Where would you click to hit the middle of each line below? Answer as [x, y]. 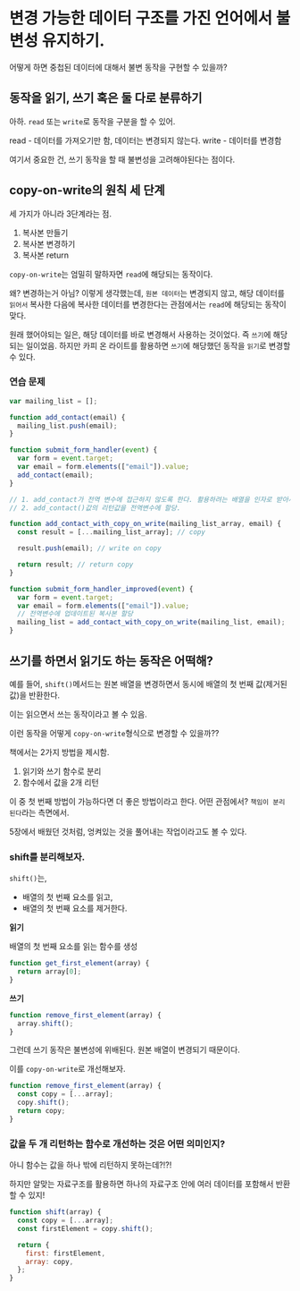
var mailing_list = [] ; [54, 401]
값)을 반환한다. [35, 695]
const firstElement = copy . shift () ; [85, 1228]
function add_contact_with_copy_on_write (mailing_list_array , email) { [145, 524]
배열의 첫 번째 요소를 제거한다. [75, 908]
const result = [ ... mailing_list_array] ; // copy [111, 532]
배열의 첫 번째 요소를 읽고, [67, 897]
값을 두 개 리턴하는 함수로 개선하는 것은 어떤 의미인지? [117, 1143]
